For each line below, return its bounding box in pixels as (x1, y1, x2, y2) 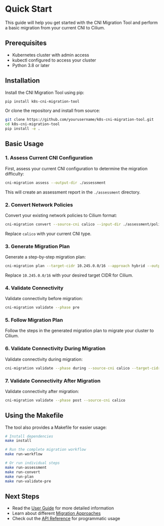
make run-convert (5, 469, 41, 475)
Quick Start (5, 3, 52, 15)
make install (5, 438, 32, 443)
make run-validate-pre (5, 479, 51, 483)
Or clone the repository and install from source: (5, 108, 101, 113)
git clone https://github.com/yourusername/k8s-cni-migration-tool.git (5, 117, 154, 122)
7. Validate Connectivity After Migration (5, 377, 101, 384)
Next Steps (5, 492, 40, 501)
